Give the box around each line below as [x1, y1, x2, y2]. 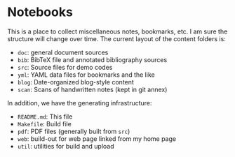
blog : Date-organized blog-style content [17, 77, 135, 86]
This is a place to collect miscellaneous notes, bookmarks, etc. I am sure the [7, 27, 228, 36]
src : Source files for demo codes [17, 63, 113, 71]
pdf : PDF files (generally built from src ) [17, 127, 130, 135]
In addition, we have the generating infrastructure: [7, 98, 152, 107]
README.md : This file [17, 112, 73, 121]
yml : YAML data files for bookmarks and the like [17, 70, 156, 79]
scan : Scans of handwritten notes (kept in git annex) [17, 85, 168, 94]
